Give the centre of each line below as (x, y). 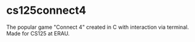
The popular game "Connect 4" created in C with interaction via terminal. (98, 27)
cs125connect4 (46, 10)
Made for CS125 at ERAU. (38, 33)
